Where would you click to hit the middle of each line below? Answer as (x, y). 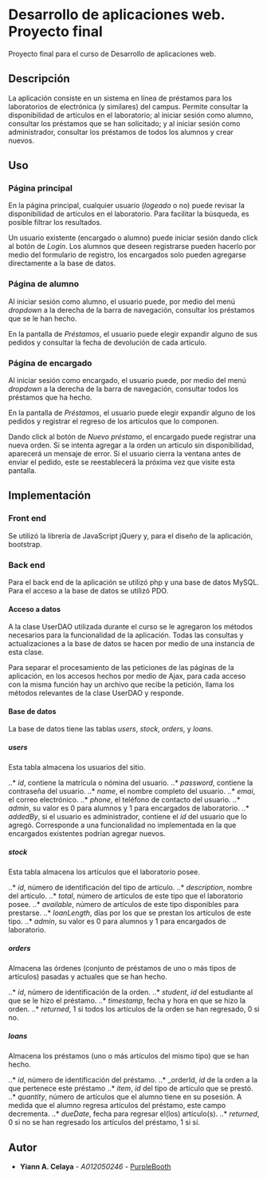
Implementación (50, 496)
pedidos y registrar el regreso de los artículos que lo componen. (114, 421)
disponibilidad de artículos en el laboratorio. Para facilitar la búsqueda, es (129, 214)
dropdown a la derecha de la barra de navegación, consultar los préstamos (132, 310)
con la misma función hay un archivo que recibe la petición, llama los (122, 684)
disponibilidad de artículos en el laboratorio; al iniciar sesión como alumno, (131, 115)
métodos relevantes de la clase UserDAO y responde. (96, 693)
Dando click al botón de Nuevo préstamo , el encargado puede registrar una (132, 437)
